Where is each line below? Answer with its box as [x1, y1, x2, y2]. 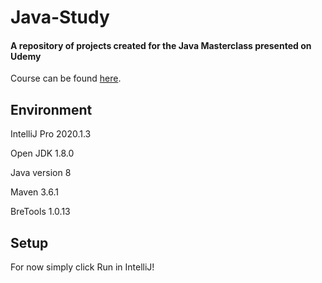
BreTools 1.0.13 [10, 206, 71, 218]
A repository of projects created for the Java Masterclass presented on [10, 39, 312, 51]
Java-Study [10, 6, 110, 29]
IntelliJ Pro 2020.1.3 [10, 128, 92, 140]
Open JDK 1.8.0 [10, 147, 75, 160]
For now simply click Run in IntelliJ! [10, 261, 155, 273]
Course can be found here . [10, 72, 122, 85]
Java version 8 [10, 167, 72, 179]
